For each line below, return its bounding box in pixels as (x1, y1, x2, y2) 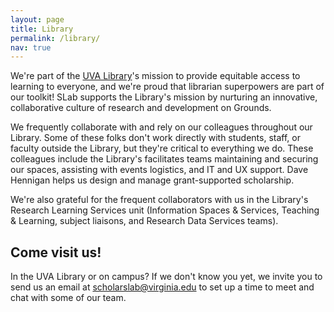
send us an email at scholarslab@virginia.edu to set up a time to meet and (10, 281, 315, 293)
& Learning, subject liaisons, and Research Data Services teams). (10, 215, 279, 227)
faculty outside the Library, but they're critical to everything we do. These (10, 142, 314, 155)
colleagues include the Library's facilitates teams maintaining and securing (10, 153, 319, 165)
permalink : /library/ (10, 33, 101, 43)
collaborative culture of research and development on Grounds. (10, 102, 272, 114)
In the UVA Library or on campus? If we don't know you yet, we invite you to (10, 271, 323, 283)
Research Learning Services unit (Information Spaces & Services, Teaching (10, 204, 320, 216)
